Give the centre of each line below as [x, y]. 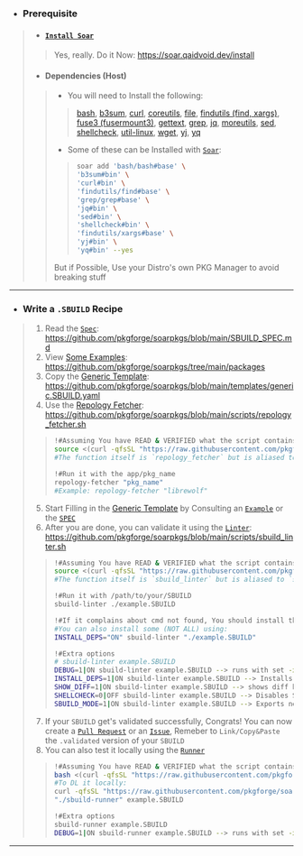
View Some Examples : [86, 357]
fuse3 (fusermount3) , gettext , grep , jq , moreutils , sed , [176, 123]
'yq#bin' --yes [105, 251]
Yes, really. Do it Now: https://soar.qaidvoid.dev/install [154, 55]
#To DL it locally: [91, 783]
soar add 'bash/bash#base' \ [131, 166]
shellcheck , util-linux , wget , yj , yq [138, 133]
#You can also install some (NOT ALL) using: [141, 629]
